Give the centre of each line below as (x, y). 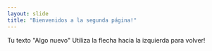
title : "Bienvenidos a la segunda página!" (72, 20)
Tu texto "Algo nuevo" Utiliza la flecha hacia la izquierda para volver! (106, 40)
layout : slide (28, 14)
